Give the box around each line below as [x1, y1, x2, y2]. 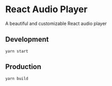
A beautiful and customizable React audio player [5, 20, 107, 26]
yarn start [5, 48, 29, 54]
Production [5, 63, 42, 71]
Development [5, 35, 49, 44]
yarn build [5, 76, 29, 81]
